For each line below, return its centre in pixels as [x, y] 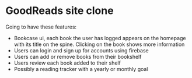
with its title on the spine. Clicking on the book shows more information [99, 44]
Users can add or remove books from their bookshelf [78, 56]
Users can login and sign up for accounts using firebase [81, 50]
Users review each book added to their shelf [67, 63]
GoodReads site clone [60, 11]
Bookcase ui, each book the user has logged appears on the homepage [100, 38]
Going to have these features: [41, 27]
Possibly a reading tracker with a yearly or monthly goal [81, 69]
